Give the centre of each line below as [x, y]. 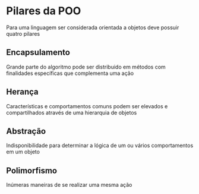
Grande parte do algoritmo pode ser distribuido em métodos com [86, 67]
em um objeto [23, 152]
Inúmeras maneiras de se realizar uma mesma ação [69, 185]
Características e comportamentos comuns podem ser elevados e [87, 106]
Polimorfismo [32, 170]
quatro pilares [23, 33]
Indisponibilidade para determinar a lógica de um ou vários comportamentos [100, 145]
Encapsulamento [38, 53]
